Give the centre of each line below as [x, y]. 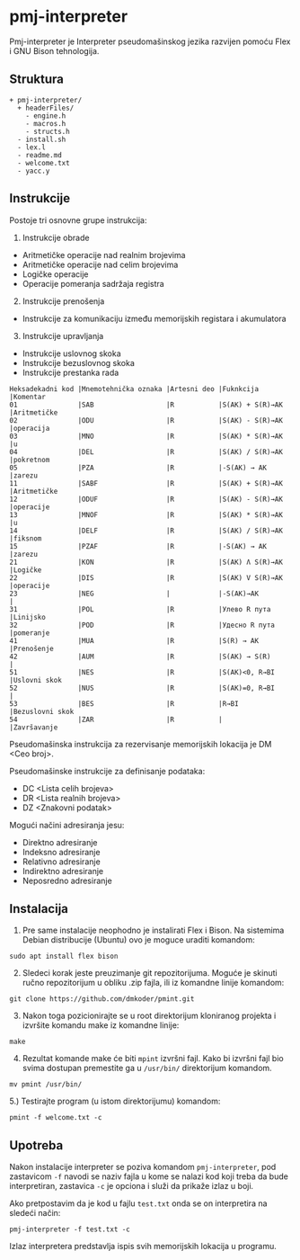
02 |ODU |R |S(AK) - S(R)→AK [146, 420]
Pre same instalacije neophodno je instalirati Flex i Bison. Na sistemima [153, 930]
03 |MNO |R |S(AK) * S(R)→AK [146, 436]
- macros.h [46, 123]
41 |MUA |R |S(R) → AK [134, 640]
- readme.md [40, 155]
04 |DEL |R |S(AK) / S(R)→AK [146, 451]
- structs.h [48, 131]
